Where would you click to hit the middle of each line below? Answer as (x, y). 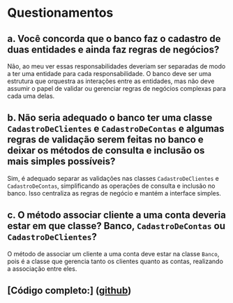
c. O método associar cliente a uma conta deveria (117, 215)
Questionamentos (60, 13)
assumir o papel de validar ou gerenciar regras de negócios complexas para (117, 88)
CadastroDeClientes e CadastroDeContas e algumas (116, 129)
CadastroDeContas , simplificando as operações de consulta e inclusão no (111, 186)
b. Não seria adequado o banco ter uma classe (110, 118)
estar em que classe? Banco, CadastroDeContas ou (116, 226)
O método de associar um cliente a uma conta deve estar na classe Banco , (113, 253)
